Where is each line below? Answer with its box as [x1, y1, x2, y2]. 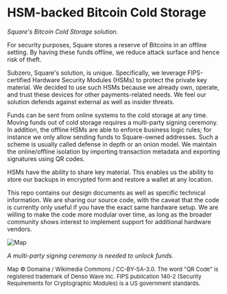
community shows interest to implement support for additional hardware [7, 217, 211, 225]
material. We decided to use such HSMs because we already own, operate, [7, 83, 219, 91]
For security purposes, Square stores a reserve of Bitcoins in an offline [7, 40, 207, 49]
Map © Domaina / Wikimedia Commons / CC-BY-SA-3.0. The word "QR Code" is [7, 265, 219, 273]
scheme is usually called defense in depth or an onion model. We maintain [7, 140, 217, 148]
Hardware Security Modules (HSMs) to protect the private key [32, 75, 207, 84]
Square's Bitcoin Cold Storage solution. [7, 27, 119, 36]
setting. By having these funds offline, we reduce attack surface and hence [7, 48, 220, 56]
